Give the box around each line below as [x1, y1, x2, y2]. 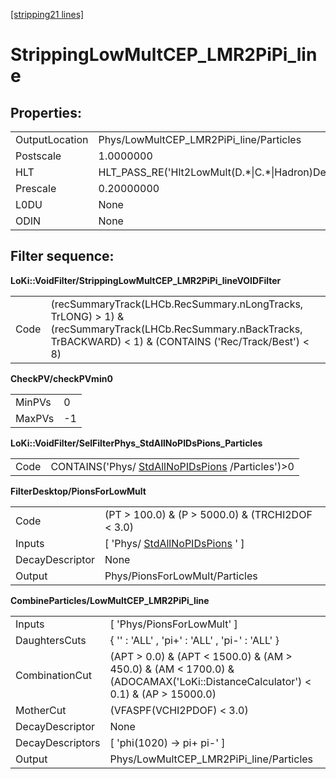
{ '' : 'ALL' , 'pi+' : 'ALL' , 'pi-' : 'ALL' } [109, 633, 280, 647]
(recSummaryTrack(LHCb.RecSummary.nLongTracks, [50, 297, 304, 311]
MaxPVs [15, 411, 55, 425]
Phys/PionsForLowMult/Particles [104, 569, 258, 583]
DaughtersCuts [15, 633, 87, 647]
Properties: [10, 104, 82, 121]
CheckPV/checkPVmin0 [10, 372, 113, 384]
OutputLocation [15, 133, 89, 146]
